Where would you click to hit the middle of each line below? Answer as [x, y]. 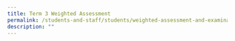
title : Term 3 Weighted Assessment [59, 14]
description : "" [31, 26]
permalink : [23, 20]
